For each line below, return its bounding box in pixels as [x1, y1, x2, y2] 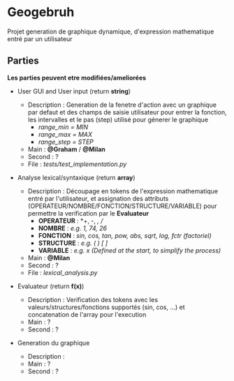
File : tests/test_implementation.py [27, 160, 127, 168]
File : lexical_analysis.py [27, 268, 98, 276]
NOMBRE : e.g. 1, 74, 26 [38, 224, 107, 232]
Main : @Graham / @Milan [27, 144, 106, 154]
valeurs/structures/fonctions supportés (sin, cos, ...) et [27, 303, 185, 311]
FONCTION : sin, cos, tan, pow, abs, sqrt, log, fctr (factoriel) [38, 231, 212, 239]
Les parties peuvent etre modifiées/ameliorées [7, 73, 147, 82]
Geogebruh [7, 4, 75, 20]
